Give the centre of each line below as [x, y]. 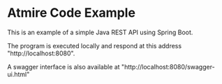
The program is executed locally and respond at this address [95, 45]
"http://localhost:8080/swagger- [168, 66]
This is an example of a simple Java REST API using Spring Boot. [100, 32]
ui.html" [18, 74]
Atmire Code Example [72, 13]
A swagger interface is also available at [64, 66]
